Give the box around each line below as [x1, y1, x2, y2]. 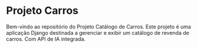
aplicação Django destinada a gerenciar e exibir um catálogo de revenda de [6, 29, 189, 36]
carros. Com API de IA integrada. [6, 35, 86, 42]
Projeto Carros [6, 4, 79, 17]
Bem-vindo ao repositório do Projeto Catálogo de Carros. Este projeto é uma [6, 23, 191, 30]
